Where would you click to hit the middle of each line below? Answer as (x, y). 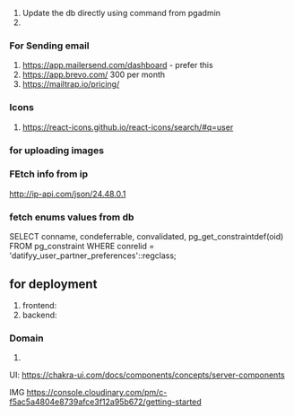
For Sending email (49, 46)
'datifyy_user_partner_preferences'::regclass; (93, 256)
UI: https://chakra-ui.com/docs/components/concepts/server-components (147, 375)
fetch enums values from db (72, 217)
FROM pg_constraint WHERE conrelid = (82, 247)
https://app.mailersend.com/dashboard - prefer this (117, 65)
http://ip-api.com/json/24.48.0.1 (68, 194)
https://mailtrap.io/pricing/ (71, 84)
